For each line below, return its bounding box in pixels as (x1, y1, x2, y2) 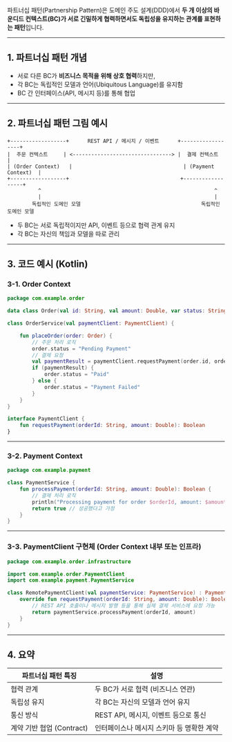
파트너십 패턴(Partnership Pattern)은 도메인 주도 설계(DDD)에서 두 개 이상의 (7, 6, 213, 14)
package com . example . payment (7, 467, 91, 474)
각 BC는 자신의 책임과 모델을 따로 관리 (17, 229, 120, 238)
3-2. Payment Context (7, 451, 83, 461)
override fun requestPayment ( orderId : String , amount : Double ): (19, 596, 209, 603)
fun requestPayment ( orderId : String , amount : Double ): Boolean (19, 422, 206, 429)
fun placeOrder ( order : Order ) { (19, 332, 113, 339)
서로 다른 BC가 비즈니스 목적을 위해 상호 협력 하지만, (17, 71, 155, 79)
